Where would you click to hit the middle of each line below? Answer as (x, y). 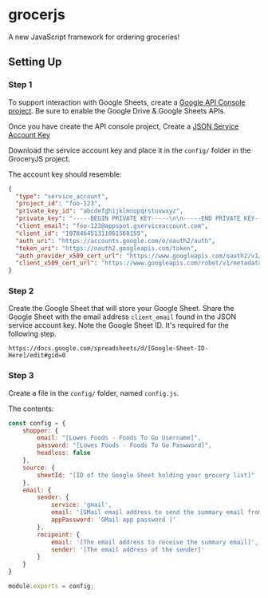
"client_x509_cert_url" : (57, 263)
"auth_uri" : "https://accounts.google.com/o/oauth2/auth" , (116, 241)
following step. (33, 334)
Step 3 (21, 376)
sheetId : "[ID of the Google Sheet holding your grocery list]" (146, 475)
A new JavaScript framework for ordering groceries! (94, 37)
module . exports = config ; (51, 586)
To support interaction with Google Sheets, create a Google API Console (127, 102)
